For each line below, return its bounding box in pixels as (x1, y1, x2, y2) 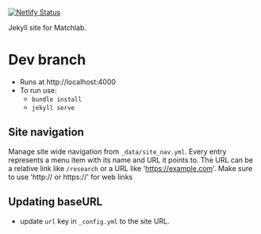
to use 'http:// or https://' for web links (8, 172, 133, 181)
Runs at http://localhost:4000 (19, 76, 117, 87)
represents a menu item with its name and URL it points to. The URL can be (8, 155, 254, 165)
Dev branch (8, 51, 86, 69)
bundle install (31, 96, 82, 103)
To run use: (19, 85, 57, 95)
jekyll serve (31, 103, 75, 111)
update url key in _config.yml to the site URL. (19, 216, 170, 226)
